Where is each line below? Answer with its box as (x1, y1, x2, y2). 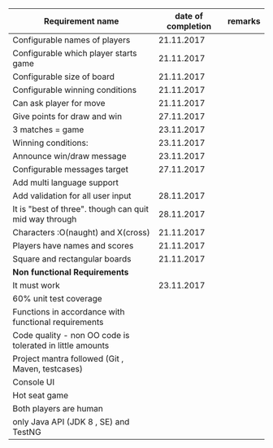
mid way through (12, 213, 77, 225)
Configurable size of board (12, 71, 115, 82)
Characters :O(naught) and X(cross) (12, 227, 150, 238)
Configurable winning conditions (12, 85, 136, 95)
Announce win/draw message (12, 151, 127, 161)
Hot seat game (12, 390, 69, 401)
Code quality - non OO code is (12, 330, 130, 340)
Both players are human (12, 403, 103, 414)
